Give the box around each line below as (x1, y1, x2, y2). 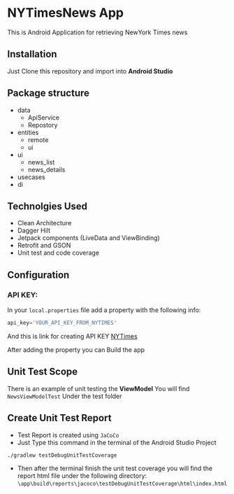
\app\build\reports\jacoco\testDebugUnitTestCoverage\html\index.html (17, 480, 228, 487)
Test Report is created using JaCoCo (17, 430, 119, 439)
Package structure (7, 87, 89, 99)
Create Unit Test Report (7, 412, 112, 424)
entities (17, 128, 39, 136)
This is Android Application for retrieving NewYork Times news (7, 28, 188, 36)
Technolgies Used (7, 200, 88, 212)
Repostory (27, 120, 58, 129)
